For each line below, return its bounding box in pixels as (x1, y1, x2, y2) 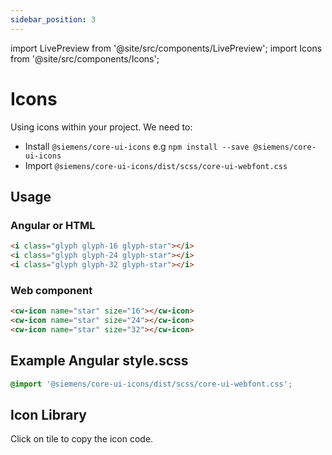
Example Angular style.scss (10, 352, 189, 370)
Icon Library (10, 406, 87, 423)
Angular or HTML (10, 218, 96, 232)
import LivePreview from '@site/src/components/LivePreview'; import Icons (10, 42, 323, 54)
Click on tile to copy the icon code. (10, 433, 154, 445)
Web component (10, 283, 93, 297)
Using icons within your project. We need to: (10, 121, 193, 133)
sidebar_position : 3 (10, 14, 97, 25)
